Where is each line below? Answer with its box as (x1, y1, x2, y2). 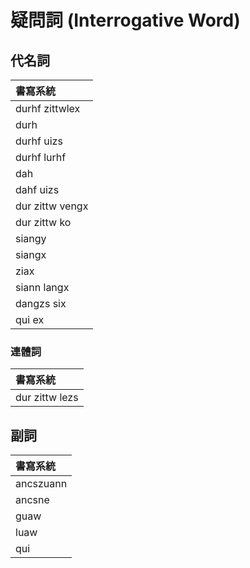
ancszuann (15, 477, 68, 491)
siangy (15, 232, 47, 245)
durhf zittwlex (15, 102, 81, 115)
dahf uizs (15, 183, 60, 196)
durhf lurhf (15, 151, 67, 164)
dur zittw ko (15, 216, 72, 229)
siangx (15, 248, 47, 261)
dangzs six (15, 297, 67, 310)
